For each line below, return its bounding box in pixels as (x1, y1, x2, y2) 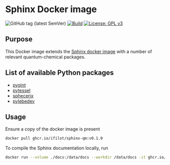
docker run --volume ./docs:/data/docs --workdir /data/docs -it (5, 155, 146, 160)
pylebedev (12, 98, 35, 104)
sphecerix (12, 93, 34, 99)
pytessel (12, 87, 31, 93)
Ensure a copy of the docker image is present (5, 126, 100, 132)
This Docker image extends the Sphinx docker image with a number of (5, 48, 152, 54)
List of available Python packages (5, 68, 114, 77)
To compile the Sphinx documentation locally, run (5, 145, 109, 151)
